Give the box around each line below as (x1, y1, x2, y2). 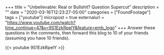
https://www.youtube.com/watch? (7, 19, 76, 25)
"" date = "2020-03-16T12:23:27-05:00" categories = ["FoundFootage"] (5, 9, 151, 15)
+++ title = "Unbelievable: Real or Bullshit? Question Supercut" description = (5, 4, 159, 10)
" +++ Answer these (114, 25, 156, 31)
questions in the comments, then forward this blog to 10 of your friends (5, 30, 148, 36)
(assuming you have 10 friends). (5, 35, 70, 41)
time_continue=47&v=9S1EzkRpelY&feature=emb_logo (5, 25, 115, 31)
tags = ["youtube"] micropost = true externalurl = (5, 15, 104, 20)
